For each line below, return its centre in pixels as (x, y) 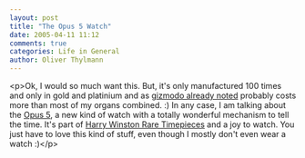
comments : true (38, 43)
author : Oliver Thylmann (56, 60)
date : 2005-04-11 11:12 (55, 35)
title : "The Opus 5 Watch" (61, 26)
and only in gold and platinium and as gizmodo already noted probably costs (153, 95)
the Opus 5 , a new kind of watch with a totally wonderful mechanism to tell (149, 115)
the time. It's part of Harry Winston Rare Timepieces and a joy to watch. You (152, 124)
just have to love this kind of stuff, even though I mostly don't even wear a (148, 134)
